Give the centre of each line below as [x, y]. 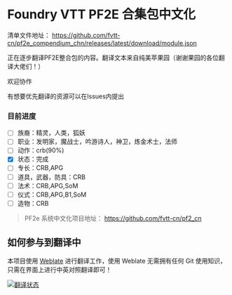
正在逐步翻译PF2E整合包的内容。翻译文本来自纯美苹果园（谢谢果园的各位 [113, 58]
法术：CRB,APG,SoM [48, 185]
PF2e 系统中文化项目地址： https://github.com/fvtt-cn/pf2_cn [113, 218]
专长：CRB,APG [40, 168]
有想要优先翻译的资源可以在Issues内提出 [66, 96]
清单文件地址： [29, 35]
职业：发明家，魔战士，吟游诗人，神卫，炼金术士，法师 [97, 142]
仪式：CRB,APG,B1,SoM [52, 195]
